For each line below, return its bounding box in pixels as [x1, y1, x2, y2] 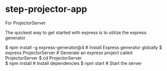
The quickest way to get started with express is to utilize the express [5, 29, 146, 35]
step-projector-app [5, 3, 87, 15]
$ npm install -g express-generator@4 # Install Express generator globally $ [5, 44, 162, 50]
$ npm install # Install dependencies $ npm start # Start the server [5, 60, 142, 66]
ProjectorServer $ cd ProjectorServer [5, 55, 82, 61]
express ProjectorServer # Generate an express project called [5, 50, 132, 56]
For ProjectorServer [5, 20, 46, 26]
